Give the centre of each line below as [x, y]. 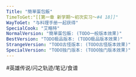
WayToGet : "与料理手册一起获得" [42, 23]
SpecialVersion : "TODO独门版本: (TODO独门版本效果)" [69, 50]
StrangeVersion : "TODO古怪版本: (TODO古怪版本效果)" [69, 45]
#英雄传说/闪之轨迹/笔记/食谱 [42, 68]
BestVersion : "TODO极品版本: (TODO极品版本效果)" [65, 39]
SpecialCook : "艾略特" [33, 28]
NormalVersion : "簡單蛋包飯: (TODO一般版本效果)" [64, 34]
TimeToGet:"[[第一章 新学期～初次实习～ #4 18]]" [62, 17]
